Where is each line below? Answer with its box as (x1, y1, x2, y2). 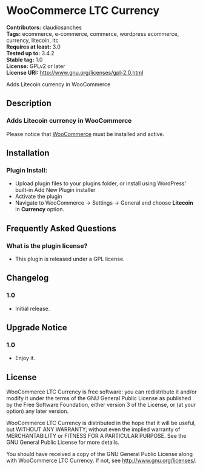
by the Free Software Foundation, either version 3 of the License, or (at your (6, 401, 196, 409)
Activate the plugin (15, 192, 62, 200)
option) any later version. (6, 407, 68, 415)
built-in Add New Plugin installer (15, 186, 96, 194)
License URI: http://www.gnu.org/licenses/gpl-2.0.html (6, 69, 144, 76)
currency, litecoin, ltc (6, 36, 59, 44)
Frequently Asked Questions (6, 223, 117, 234)
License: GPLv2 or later (6, 62, 65, 70)
